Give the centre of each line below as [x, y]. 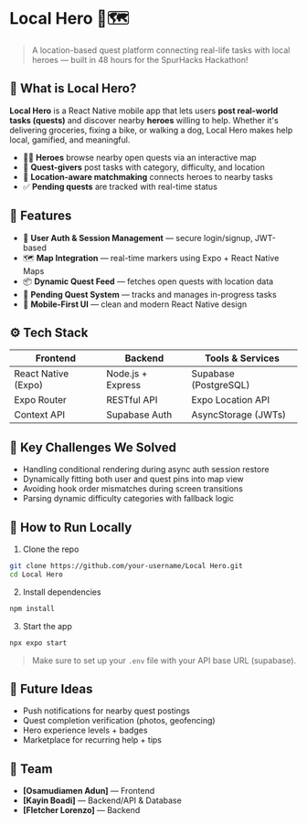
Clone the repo [51, 549]
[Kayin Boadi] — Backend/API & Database [102, 800]
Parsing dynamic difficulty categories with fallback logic [128, 499]
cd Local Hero [37, 574]
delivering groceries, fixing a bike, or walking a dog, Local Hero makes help [151, 130]
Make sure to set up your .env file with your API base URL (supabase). [164, 660]
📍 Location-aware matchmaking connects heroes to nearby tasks [148, 176]
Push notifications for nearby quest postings [106, 711]
